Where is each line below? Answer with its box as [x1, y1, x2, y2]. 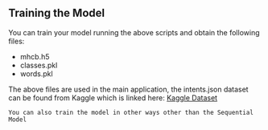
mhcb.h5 [19, 51, 50, 61]
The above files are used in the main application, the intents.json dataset [8, 84, 249, 94]
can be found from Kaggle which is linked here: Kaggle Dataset [8, 92, 218, 103]
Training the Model [8, 6, 105, 20]
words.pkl [19, 68, 54, 79]
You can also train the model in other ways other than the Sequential [8, 108, 254, 116]
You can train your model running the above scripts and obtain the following [8, 27, 260, 37]
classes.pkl [19, 60, 58, 70]
